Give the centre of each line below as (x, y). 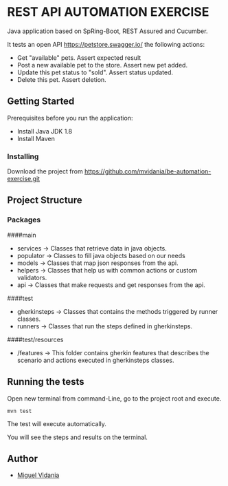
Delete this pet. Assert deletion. (61, 79)
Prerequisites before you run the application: (70, 118)
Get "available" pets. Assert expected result (79, 57)
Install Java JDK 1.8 (45, 131)
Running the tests (46, 382)
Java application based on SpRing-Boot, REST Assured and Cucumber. (107, 31)
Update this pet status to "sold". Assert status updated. (95, 72)
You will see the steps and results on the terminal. (77, 437)
